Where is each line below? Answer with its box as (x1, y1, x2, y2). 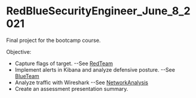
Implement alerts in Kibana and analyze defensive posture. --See (14, 66, 175, 73)
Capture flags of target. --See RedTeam (14, 60, 114, 67)
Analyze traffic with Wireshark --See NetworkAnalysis (14, 79, 148, 86)
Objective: (6, 48, 32, 55)
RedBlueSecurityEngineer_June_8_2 (6, 4, 191, 18)
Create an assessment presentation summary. (14, 85, 128, 92)
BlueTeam (14, 72, 40, 79)
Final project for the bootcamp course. (6, 36, 101, 44)
